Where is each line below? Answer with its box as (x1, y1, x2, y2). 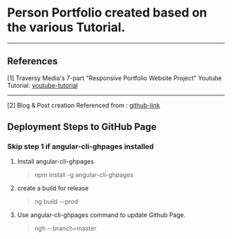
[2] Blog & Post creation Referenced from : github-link (7, 101, 160, 109)
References (7, 55, 58, 67)
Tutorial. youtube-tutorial (7, 81, 78, 89)
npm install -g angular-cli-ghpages (34, 171, 134, 179)
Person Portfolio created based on (7, 5, 207, 21)
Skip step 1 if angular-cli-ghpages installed (7, 142, 154, 151)
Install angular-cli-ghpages (17, 157, 95, 166)
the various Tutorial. (7, 19, 126, 35)
